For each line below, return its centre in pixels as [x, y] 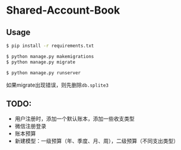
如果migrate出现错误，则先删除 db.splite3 [57, 85]
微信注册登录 [30, 126]
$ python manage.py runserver [44, 73]
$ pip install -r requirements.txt [50, 46]
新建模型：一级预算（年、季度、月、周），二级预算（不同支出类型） [97, 141]
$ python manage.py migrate [41, 62]
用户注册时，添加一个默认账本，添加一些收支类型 [74, 119]
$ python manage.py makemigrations [50, 56]
